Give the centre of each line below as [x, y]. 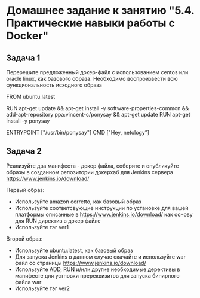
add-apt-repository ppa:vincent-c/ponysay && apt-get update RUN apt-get [99, 115]
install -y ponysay [28, 121]
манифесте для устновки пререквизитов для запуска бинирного [97, 275]
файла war [28, 282]
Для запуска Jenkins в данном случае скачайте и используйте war [100, 256]
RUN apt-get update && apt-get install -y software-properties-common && [98, 108]
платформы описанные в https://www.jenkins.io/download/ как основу [104, 214]
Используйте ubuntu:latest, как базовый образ [74, 250]
